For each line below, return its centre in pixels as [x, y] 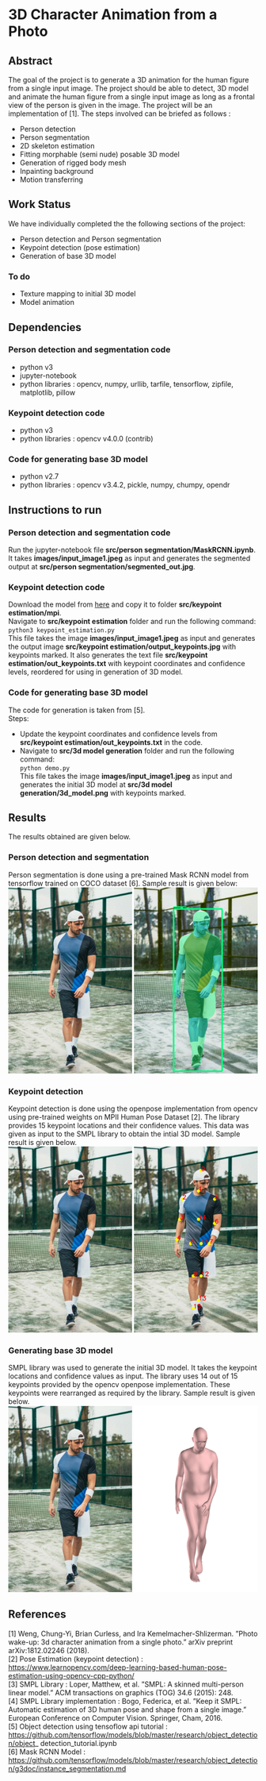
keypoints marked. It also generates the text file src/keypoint [108, 655]
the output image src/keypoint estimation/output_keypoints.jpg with [122, 647]
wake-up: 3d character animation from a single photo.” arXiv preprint [121, 1642]
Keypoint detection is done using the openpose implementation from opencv [133, 1108]
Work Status [40, 204]
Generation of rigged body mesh [73, 163]
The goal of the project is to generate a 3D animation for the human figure [129, 80]
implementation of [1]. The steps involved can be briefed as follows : [120, 114]
